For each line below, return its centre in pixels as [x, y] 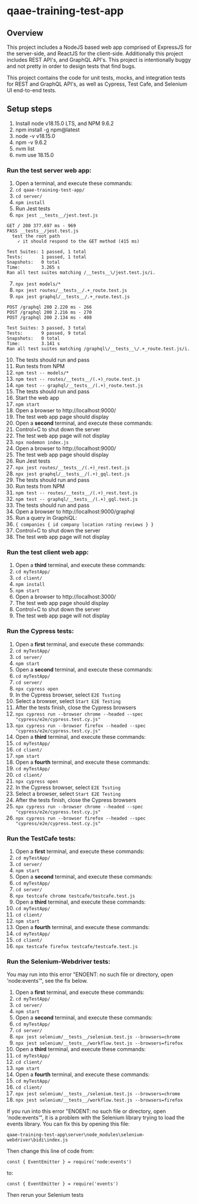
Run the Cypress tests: [40, 631]
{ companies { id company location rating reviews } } [84, 525]
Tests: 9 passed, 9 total [47, 333]
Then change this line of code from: [50, 1151]
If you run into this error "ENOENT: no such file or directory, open [87, 1111]
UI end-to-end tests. [32, 90]
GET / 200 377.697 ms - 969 [41, 226]
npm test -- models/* [42, 373]
